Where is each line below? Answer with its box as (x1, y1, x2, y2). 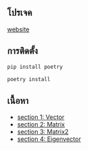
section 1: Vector (16, 113, 65, 121)
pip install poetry (7, 63, 63, 70)
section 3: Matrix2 (16, 128, 69, 136)
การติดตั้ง (7, 45, 38, 57)
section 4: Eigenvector (16, 135, 81, 143)
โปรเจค (7, 7, 32, 19)
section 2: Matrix (16, 120, 65, 129)
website (7, 25, 30, 33)
